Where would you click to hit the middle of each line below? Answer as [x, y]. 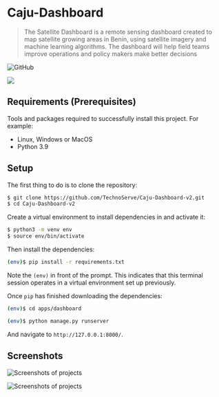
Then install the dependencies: [51, 249]
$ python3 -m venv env [40, 230]
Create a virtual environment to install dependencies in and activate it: [106, 217]
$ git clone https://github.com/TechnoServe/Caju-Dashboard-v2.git [106, 197]
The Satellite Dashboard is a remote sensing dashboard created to [118, 32]
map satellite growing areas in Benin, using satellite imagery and [115, 39]
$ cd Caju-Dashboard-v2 [41, 204]
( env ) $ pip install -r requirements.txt [66, 262]
